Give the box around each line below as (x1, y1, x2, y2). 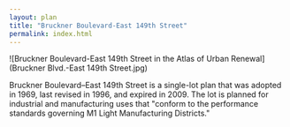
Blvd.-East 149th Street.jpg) (47, 63, 149, 73)
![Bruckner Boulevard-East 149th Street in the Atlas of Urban (9, 54, 230, 64)
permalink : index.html (9, 29, 93, 38)
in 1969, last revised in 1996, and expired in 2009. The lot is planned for (9, 89, 270, 100)
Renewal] (231, 54, 265, 64)
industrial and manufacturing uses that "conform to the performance (9, 99, 259, 109)
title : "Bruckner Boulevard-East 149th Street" (9, 21, 188, 30)
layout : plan (9, 12, 57, 22)
